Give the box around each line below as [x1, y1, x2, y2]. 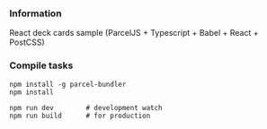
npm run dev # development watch [9, 103, 164, 112]
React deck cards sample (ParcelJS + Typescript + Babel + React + [9, 28, 259, 39]
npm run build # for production [9, 111, 151, 120]
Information [9, 7, 62, 20]
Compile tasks [9, 59, 74, 72]
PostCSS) [9, 37, 45, 47]
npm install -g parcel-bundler [9, 80, 127, 89]
